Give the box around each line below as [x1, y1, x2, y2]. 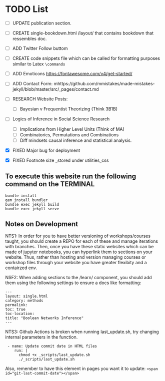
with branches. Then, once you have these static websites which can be [5, 244, 154, 250]
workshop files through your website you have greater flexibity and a [5, 260, 147, 266]
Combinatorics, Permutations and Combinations [19, 131, 119, 138]
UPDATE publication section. [12, 20, 71, 26]
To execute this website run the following [5, 172, 136, 181]
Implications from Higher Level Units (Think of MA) [19, 126, 125, 132]
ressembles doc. [12, 36, 47, 42]
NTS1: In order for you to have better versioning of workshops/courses [5, 233, 151, 239]
